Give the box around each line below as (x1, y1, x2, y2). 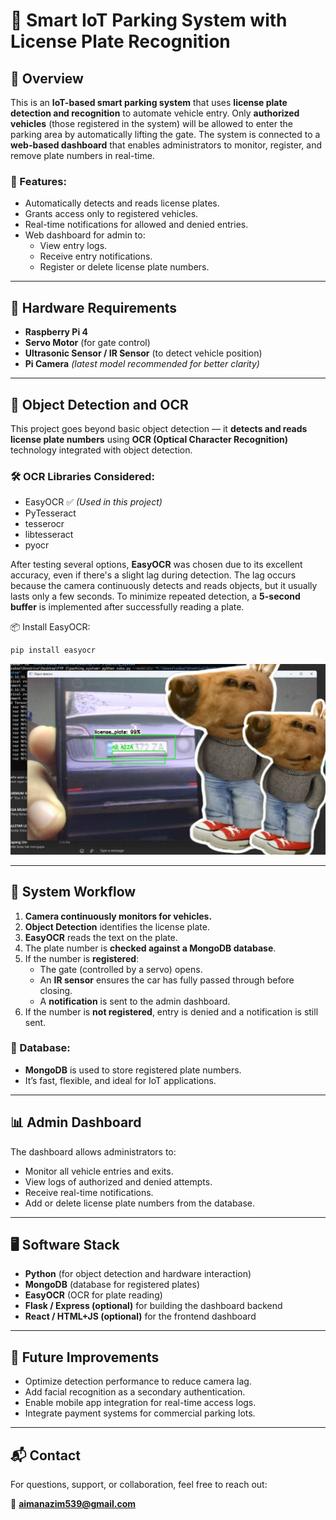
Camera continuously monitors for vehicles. (24, 910, 213, 922)
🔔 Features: (10, 174, 67, 188)
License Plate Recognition (10, 30, 231, 53)
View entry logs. (39, 240, 108, 252)
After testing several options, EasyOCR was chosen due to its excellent (10, 559, 303, 571)
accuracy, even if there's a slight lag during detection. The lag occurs (10, 569, 297, 581)
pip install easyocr (10, 645, 97, 656)
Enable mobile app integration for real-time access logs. (24, 1397, 257, 1409)
